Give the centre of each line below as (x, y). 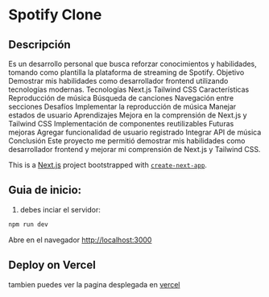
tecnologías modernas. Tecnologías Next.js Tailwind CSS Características (129, 89)
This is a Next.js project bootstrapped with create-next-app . (108, 165)
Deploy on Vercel (52, 265)
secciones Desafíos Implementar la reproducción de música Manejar (122, 107)
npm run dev (28, 224)
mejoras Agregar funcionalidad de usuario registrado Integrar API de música (135, 132)
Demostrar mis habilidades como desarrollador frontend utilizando (118, 81)
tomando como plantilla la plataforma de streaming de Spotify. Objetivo (126, 72)
